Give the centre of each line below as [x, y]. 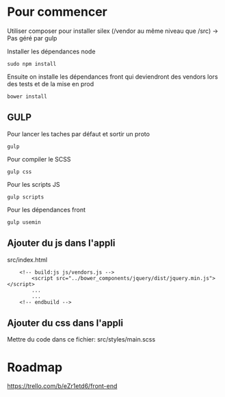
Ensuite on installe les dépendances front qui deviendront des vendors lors [112, 77]
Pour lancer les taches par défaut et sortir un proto [79, 133]
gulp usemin [24, 222]
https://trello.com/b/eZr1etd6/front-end [62, 386]
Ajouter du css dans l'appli [65, 323]
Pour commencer [57, 12]
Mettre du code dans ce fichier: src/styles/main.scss [81, 340]
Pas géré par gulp [32, 38]
